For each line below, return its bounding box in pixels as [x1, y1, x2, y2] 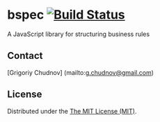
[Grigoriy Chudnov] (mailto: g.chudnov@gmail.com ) [7, 68, 154, 76]
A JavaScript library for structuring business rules [7, 30, 150, 38]
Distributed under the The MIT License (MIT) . [7, 107, 137, 115]
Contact [7, 50, 43, 62]
